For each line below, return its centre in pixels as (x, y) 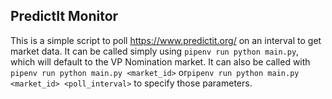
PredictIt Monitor (64, 16)
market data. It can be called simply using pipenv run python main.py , (155, 51)
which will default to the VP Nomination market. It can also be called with (160, 61)
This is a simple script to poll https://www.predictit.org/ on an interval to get (166, 40)
